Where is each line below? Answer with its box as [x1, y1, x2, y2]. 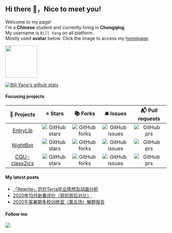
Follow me [5, 211, 28, 217]
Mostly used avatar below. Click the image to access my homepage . [5, 35, 150, 41]
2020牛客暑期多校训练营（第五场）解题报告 [12, 199, 105, 205]
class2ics [11, 160, 34, 167]
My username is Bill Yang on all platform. [5, 30, 94, 36]
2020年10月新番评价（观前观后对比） [12, 192, 92, 199]
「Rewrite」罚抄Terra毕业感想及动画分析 [12, 186, 99, 192]
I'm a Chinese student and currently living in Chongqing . [5, 24, 126, 30]
